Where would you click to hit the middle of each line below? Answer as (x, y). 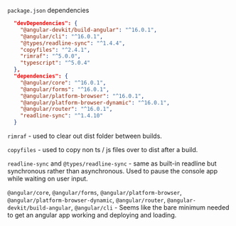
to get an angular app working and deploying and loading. (92, 215)
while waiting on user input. (48, 178)
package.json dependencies (48, 10)
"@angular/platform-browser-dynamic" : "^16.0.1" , (95, 102)
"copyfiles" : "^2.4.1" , (55, 50)
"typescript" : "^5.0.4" (55, 63)
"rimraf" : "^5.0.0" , (50, 56)
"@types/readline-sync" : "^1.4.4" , (73, 43)
